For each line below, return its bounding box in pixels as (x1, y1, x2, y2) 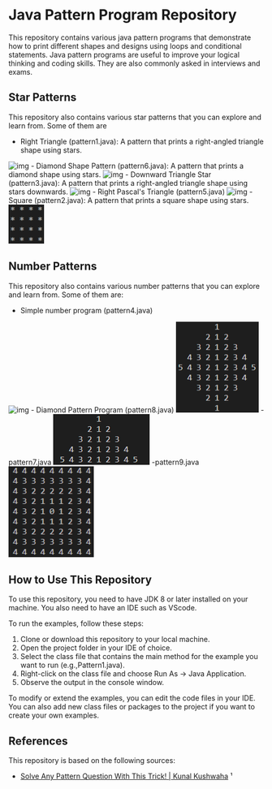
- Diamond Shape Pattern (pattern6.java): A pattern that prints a (31, 161, 244, 170)
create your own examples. (8, 710, 100, 720)
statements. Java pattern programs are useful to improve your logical (8, 50, 240, 59)
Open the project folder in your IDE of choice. (19, 643, 173, 653)
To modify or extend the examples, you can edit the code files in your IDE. (8, 693, 256, 703)
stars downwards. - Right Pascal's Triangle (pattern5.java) (8, 187, 226, 196)
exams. (8, 67, 33, 76)
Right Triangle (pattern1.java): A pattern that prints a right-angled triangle (19, 136, 264, 146)
